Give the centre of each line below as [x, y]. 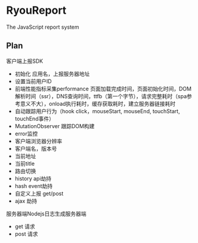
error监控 [26, 133]
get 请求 [25, 226]
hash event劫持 [34, 186]
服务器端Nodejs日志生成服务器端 [46, 214]
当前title [24, 163]
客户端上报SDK [25, 61]
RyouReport [36, 10]
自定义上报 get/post [39, 193]
